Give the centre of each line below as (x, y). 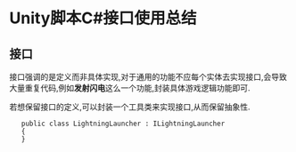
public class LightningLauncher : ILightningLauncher (123, 124)
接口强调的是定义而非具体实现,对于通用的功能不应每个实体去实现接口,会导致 (148, 77)
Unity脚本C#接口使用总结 (103, 18)
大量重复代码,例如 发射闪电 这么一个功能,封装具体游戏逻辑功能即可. (130, 88)
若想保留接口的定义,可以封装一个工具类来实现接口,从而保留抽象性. (130, 107)
